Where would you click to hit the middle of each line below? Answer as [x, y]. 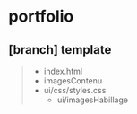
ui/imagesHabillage [93, 100]
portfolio [41, 17]
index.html [63, 71]
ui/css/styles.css [75, 90]
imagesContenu [73, 81]
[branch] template [60, 50]
